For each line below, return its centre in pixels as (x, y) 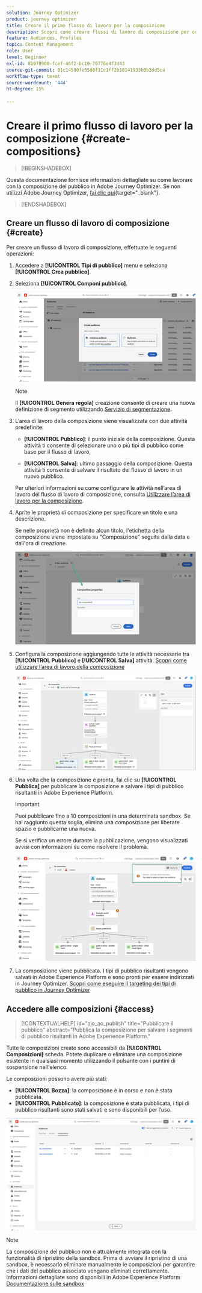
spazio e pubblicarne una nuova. (55, 829)
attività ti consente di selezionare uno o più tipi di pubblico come (104, 445)
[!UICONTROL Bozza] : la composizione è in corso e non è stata (93, 1091)
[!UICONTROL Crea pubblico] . (53, 272)
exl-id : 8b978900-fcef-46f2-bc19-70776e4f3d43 (66, 63)
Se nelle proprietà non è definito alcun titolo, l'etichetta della (89, 531)
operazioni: (20, 254)
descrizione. (30, 519)
